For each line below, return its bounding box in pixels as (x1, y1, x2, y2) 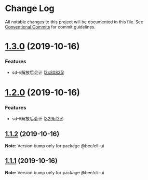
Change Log (5, 3, 54, 14)
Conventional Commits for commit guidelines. (5, 24, 95, 29)
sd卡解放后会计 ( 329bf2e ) (12, 115, 64, 121)
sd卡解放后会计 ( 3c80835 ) (12, 69, 65, 75)
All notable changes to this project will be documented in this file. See (5, 19, 144, 25)
